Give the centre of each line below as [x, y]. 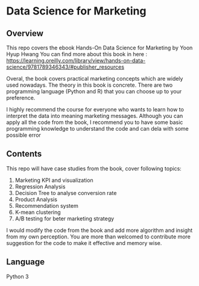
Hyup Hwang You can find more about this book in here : [77, 54]
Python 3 [17, 276]
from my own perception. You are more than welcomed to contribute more [99, 237]
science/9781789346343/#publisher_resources [65, 67]
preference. [21, 98]
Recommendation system [46, 205]
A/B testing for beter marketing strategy [65, 219]
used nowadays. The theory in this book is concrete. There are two [90, 85]
